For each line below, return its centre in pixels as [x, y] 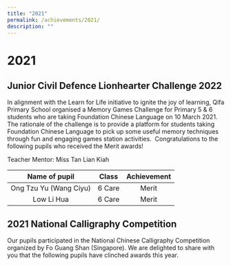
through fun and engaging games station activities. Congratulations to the [113, 139]
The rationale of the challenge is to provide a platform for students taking [111, 124]
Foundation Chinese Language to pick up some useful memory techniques [113, 132]
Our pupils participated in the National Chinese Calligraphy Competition [109, 241]
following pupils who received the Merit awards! [75, 146]
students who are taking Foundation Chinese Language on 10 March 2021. [112, 117]
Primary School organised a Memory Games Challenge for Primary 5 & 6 [110, 110]
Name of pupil [51, 176]
